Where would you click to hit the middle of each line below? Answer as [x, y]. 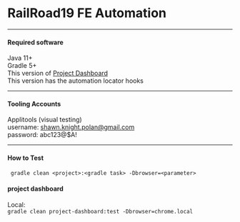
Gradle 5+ [22, 66]
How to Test [26, 158]
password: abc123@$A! [42, 135]
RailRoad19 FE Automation [87, 13]
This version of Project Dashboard [58, 74]
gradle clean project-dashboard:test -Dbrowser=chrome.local [100, 211]
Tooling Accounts [34, 104]
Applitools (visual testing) [45, 120]
